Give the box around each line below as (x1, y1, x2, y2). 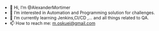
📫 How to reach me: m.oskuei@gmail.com (9, 20, 96, 26)
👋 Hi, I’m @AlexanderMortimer (9, 5, 71, 10)
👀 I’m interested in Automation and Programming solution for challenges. (9, 10, 155, 15)
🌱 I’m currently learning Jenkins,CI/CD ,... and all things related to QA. (9, 15, 149, 20)
